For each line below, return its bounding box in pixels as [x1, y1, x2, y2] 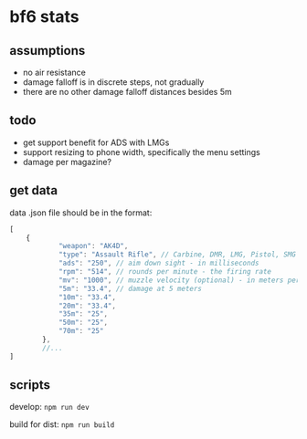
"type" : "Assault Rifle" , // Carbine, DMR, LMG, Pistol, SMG [58, 250, 297, 259]
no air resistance [22, 67, 87, 78]
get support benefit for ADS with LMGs [22, 137, 170, 148]
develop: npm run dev [9, 402, 90, 413]
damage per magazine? [22, 156, 112, 167]
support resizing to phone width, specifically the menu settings [22, 146, 260, 157]
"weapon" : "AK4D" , [58, 242, 129, 251]
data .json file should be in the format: [9, 207, 153, 218]
